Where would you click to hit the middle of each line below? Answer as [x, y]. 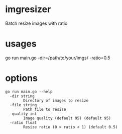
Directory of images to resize [56, 100]
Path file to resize [45, 109]
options [21, 78]
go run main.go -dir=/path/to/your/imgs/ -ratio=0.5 [58, 58]
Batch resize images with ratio [36, 23]
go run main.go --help [29, 92]
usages [21, 44]
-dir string [22, 96]
